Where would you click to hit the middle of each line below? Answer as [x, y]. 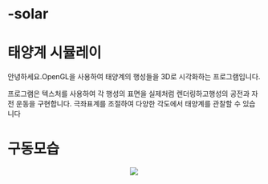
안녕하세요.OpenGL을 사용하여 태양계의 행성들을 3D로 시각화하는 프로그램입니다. [134, 77]
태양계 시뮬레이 [55, 53]
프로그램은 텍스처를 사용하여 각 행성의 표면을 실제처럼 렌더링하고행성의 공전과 [129, 94]
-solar [28, 14]
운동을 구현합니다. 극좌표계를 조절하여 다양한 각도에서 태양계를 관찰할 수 [128, 104]
